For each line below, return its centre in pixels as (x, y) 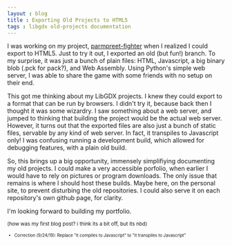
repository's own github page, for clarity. (65, 198)
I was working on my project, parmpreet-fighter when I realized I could (108, 46)
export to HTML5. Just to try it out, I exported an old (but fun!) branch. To (112, 53)
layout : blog (28, 13)
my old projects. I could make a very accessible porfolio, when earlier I (108, 169)
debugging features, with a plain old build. (67, 148)
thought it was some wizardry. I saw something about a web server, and (109, 111)
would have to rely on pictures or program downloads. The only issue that (112, 176)
